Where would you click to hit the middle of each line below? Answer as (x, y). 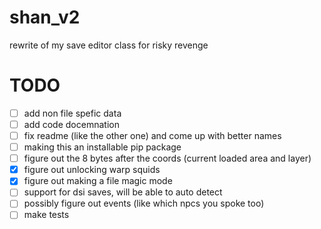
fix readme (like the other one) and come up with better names (152, 135)
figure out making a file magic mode (98, 181)
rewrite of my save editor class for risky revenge (109, 45)
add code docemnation (71, 124)
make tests (46, 215)
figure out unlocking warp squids (92, 170)
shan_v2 (45, 17)
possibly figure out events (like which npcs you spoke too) (144, 203)
